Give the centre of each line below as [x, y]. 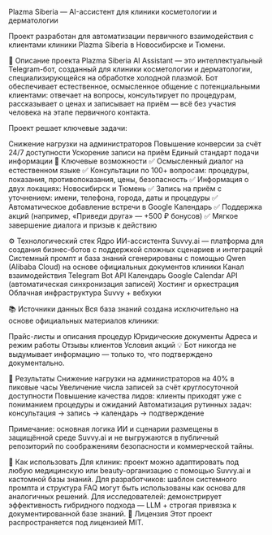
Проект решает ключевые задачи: [68, 128]
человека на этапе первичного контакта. [80, 112]
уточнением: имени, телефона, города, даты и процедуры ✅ [113, 198]
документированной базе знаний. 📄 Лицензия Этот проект [110, 514]
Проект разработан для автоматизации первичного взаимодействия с [131, 36]
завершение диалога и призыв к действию [83, 225]
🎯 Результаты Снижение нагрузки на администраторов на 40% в [121, 378]
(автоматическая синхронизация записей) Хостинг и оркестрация [124, 284]
